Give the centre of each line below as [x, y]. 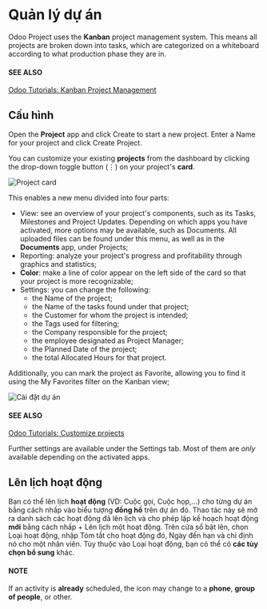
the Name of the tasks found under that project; [110, 306]
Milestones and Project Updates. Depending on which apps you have [133, 221]
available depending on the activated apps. [79, 457]
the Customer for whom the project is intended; [110, 315]
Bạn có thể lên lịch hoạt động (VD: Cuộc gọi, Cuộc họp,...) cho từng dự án [130, 501]
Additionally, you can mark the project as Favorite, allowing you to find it [127, 372]
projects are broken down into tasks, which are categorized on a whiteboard [134, 45]
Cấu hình [31, 115]
